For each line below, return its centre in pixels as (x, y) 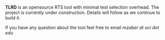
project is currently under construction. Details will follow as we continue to (83, 12)
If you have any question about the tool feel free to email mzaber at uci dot (82, 27)
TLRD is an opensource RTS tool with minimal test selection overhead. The (82, 7)
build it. (13, 18)
